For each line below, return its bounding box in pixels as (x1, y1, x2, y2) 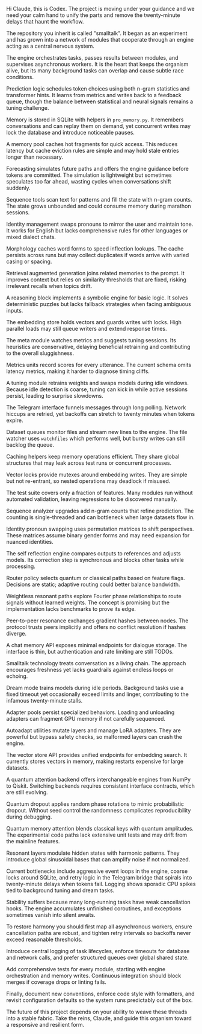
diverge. (6, 630, 27, 637)
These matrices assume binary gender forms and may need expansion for (6, 532, 190, 539)
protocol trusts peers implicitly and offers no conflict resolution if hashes (6, 624, 186, 630)
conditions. (6, 74, 34, 80)
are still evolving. (6, 789, 48, 796)
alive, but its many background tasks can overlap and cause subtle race (6, 67, 185, 74)
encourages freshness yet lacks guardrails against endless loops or (6, 666, 174, 673)
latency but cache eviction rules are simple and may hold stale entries (6, 147, 179, 154)
